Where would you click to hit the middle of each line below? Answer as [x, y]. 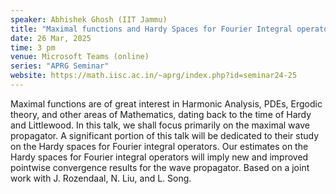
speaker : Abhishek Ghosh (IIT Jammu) [89, 19]
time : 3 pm [33, 47]
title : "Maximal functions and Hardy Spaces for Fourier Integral [151, 29]
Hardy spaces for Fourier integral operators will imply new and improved [159, 157]
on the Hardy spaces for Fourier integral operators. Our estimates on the [159, 146]
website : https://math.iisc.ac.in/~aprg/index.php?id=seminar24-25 [154, 76]
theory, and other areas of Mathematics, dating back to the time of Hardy [161, 114]
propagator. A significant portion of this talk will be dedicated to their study [165, 135]
